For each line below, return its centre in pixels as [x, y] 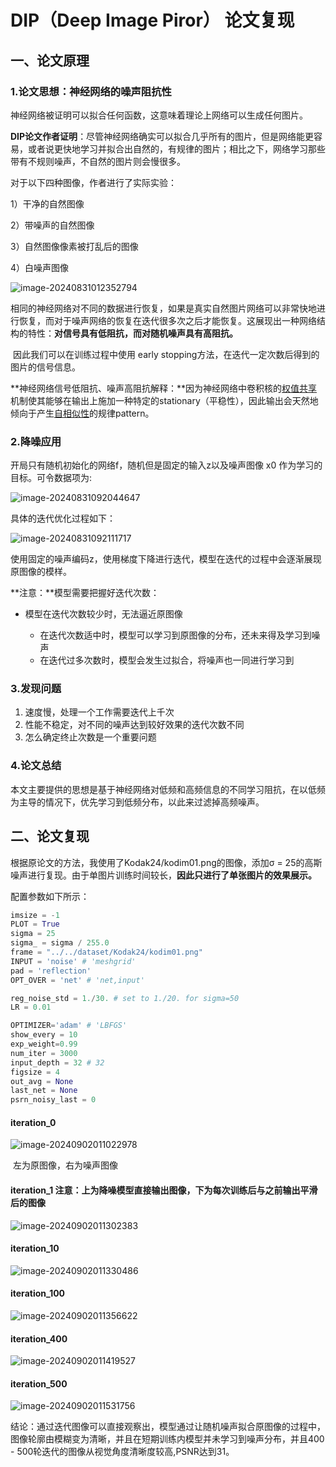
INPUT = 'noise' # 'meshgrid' [73, 961]
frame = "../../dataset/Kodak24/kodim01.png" [106, 952]
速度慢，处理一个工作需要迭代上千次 [99, 712]
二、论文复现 [50, 836]
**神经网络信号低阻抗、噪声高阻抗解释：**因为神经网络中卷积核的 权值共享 [164, 388]
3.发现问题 [36, 689]
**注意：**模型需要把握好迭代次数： [85, 593]
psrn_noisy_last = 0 [53, 1100]
